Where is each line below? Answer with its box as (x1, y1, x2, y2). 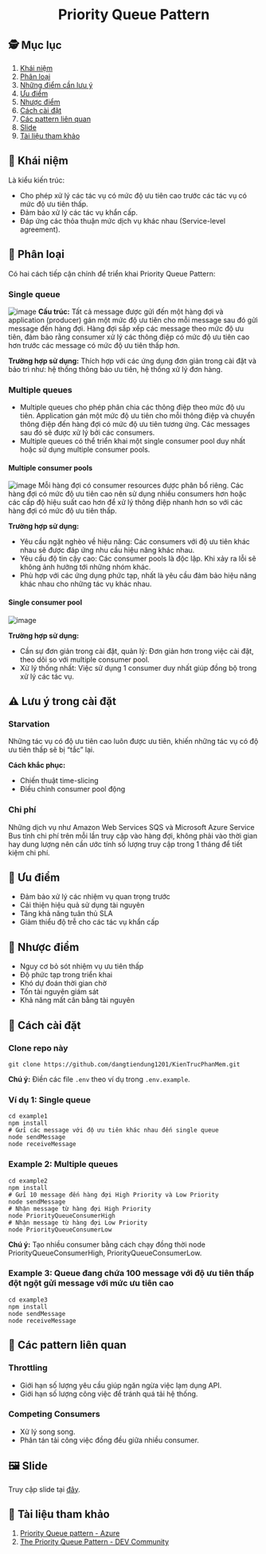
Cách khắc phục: (8, 761, 66, 770)
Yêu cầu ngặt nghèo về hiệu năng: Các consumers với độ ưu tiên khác (19, 537, 250, 546)
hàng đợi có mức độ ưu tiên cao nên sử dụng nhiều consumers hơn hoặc (8, 489, 247, 499)
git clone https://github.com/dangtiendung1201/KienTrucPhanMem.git (8, 1060, 241, 1068)
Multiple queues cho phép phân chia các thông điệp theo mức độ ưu (19, 402, 245, 412)
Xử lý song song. (19, 1427, 76, 1436)
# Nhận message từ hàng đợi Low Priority (8, 1219, 148, 1227)
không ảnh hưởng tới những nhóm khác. (19, 562, 151, 572)
